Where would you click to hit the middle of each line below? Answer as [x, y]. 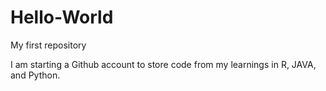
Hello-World [62, 17]
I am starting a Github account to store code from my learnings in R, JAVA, [163, 64]
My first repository [48, 45]
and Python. [35, 75]
